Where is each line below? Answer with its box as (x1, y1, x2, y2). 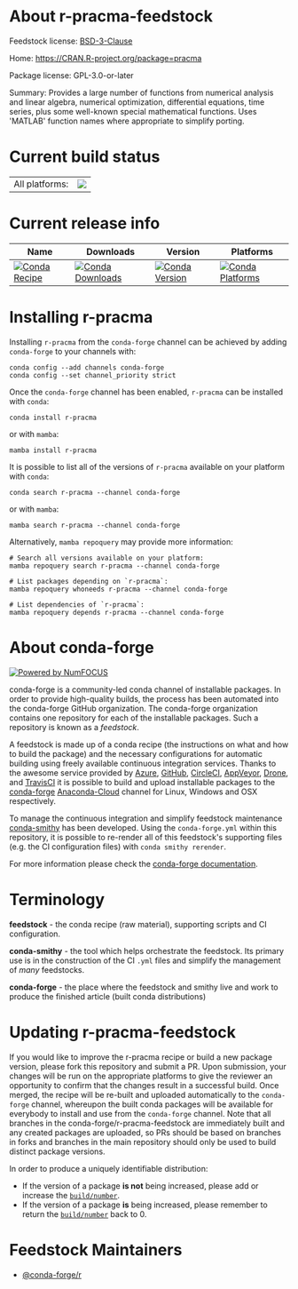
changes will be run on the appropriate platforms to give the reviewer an (9, 1070, 273, 1081)
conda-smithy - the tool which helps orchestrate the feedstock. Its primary (9, 945, 285, 956)
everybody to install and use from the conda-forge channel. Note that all (9, 1108, 271, 1118)
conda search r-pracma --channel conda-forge (9, 488, 180, 497)
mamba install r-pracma (9, 446, 98, 455)
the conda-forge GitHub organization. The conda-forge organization (9, 703, 259, 713)
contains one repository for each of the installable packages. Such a (9, 712, 259, 723)
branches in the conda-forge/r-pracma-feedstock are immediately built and (9, 1118, 286, 1128)
